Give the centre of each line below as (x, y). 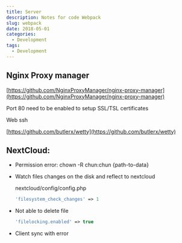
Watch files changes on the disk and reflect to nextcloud (85, 177)
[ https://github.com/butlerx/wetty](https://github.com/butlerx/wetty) (91, 131)
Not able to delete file (42, 211)
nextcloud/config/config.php (51, 188)
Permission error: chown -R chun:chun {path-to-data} (82, 165)
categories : (21, 34)
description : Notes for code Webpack (54, 17)
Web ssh (17, 120)
